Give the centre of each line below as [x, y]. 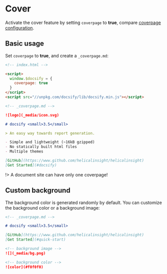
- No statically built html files [41, 147]
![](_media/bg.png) [25, 253]
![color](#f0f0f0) [24, 267]
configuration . [19, 27]
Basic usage [24, 44]
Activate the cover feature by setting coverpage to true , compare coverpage [83, 22]
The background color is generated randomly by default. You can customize [84, 202]
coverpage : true [31, 83]
